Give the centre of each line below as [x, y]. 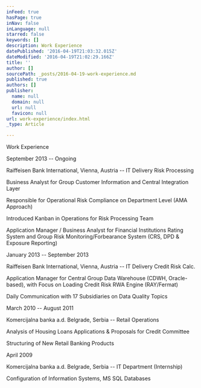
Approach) [20, 207]
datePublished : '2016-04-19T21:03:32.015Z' [62, 51]
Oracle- [178, 278]
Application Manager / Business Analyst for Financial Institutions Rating [95, 230]
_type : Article [25, 125]
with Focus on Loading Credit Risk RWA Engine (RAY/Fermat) [102, 284]
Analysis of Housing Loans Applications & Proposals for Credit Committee [98, 332]
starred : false [25, 35]
